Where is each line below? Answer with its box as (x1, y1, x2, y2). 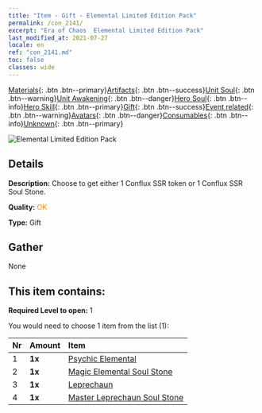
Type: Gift (8, 218, 41, 227)
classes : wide (8, 64, 56, 71)
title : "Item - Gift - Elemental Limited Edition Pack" (8, 11, 197, 20)
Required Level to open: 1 (8, 306, 93, 315)
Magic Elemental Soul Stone (67, 366, 173, 377)
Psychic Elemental (67, 353, 137, 365)
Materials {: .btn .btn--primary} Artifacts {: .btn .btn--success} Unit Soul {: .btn (8, 85, 256, 95)
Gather (8, 240, 44, 254)
